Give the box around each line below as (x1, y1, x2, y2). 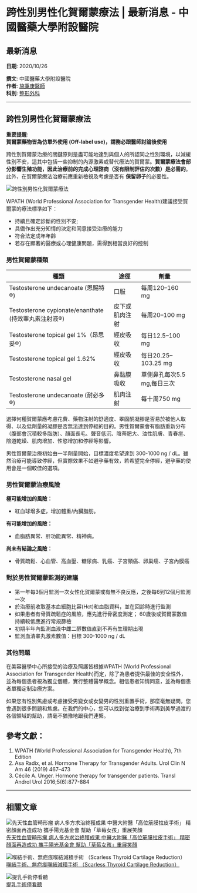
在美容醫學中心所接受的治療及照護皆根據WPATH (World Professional (6, 663, 171, 670)
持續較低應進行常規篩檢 (14, 617, 72, 624)
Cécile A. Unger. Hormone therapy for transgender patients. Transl (14, 772, 176, 779)
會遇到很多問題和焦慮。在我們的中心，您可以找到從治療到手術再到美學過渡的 (6, 705, 191, 712)
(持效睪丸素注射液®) (9, 315, 65, 323)
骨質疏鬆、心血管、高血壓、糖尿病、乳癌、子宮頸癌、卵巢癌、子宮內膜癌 (14, 557, 189, 565)
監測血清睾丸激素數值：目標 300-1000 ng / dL (14, 632, 125, 639)
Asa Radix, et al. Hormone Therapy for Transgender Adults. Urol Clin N (14, 760, 186, 767)
